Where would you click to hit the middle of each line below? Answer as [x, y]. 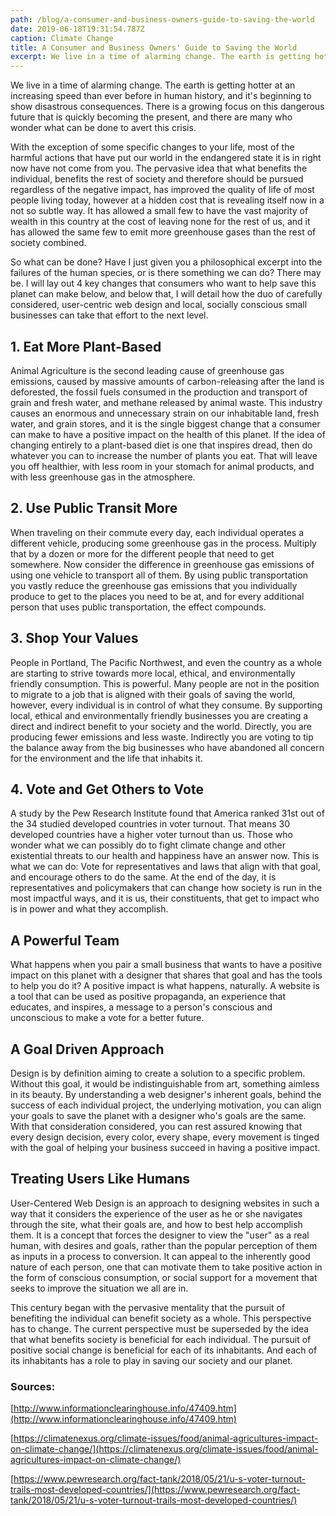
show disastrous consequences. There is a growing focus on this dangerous [167, 107]
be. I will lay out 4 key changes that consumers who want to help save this [163, 283]
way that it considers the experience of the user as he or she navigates [156, 1213]
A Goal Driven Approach [87, 1049]
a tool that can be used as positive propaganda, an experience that [148, 997]
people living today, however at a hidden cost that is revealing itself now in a [167, 200]
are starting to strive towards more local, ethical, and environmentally [153, 673]
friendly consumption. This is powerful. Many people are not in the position [165, 683]
